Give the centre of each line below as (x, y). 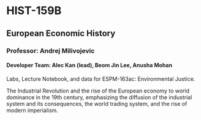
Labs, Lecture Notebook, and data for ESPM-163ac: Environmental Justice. (101, 79)
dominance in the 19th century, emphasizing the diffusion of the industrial (99, 97)
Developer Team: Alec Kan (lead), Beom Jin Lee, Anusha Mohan (89, 66)
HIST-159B (34, 11)
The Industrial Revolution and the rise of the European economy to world (98, 91)
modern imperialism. (32, 110)
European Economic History (61, 33)
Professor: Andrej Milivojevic (51, 51)
